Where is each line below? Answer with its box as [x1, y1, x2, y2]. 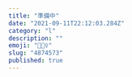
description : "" [8, 34, 63, 43]
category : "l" [8, 26, 57, 34]
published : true [8, 57, 63, 65]
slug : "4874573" [8, 49, 63, 57]
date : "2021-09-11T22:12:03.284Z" [8, 19, 126, 27]
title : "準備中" [8, 11, 60, 20]
